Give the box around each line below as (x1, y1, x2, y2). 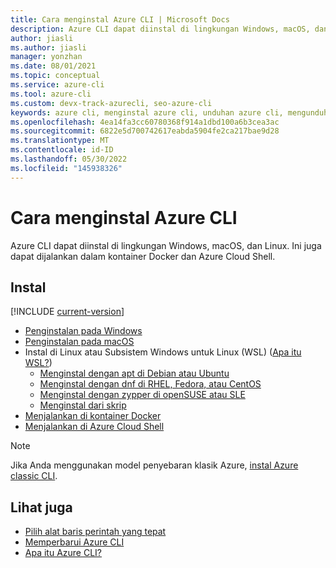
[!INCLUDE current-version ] (10, 306, 125, 318)
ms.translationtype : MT (10, 136, 110, 146)
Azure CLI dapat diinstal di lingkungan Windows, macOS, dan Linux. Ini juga (10, 239, 322, 251)
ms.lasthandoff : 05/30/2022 (10, 154, 128, 164)
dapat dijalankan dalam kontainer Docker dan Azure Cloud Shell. (10, 250, 276, 262)
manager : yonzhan (10, 52, 83, 62)
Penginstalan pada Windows (24, 325, 143, 337)
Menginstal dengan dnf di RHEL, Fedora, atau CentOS (39, 378, 262, 390)
